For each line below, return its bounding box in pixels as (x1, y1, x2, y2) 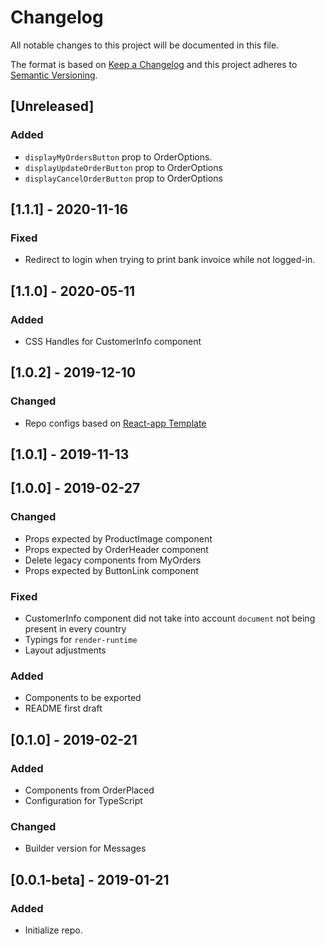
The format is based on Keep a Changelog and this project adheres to (10, 58, 298, 70)
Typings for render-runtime (24, 634, 138, 646)
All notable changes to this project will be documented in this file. (10, 39, 280, 51)
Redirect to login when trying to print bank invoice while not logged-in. (24, 254, 316, 266)
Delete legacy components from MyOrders (24, 554, 202, 566)
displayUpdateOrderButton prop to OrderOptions (24, 161, 223, 173)
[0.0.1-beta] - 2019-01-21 (10, 871, 170, 888)
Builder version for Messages (24, 842, 147, 855)
